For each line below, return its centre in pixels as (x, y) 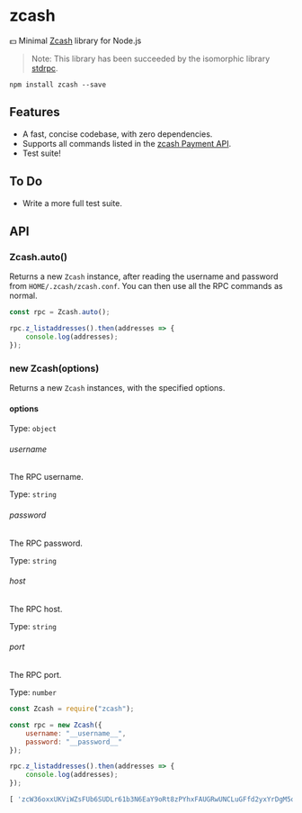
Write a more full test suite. (72, 203)
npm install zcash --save (58, 85)
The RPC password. (46, 543)
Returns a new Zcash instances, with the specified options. (117, 388)
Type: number (33, 692)
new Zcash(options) (54, 368)
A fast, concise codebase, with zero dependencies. (117, 134)
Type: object (33, 429)
